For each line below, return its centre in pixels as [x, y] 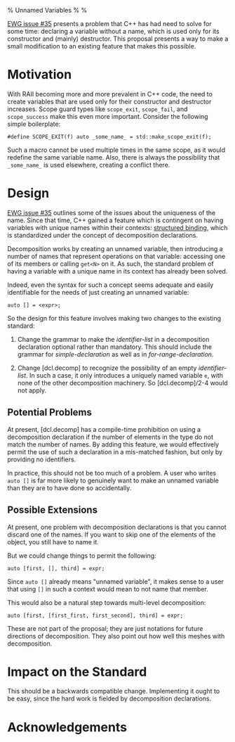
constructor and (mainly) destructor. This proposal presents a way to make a [118, 39]
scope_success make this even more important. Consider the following [108, 116]
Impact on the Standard [77, 672]
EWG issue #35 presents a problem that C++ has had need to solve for [109, 24]
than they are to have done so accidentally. [69, 487]
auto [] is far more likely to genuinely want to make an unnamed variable [113, 480]
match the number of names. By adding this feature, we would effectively [113, 444]
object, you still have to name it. [53, 542]
